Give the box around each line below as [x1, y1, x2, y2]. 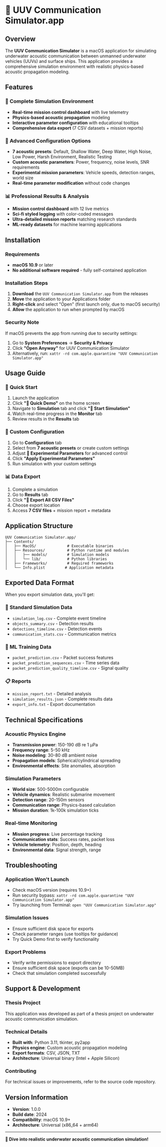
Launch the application [12, 395, 59, 401]
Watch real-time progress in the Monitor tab [12, 411, 103, 417]
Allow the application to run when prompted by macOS [12, 307, 124, 313]
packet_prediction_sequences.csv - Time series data [12, 660, 120, 666]
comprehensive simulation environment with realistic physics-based [5, 64, 144, 69]
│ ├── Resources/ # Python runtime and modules [5, 548, 129, 553]
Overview [5, 35, 36, 43]
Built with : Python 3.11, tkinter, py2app [12, 1039, 90, 1045]
